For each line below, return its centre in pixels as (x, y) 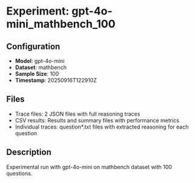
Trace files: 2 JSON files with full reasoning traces (78, 114)
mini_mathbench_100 (61, 24)
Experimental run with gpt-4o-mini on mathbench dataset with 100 (89, 167)
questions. (19, 173)
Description (29, 152)
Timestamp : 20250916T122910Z (56, 80)
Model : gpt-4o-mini (40, 61)
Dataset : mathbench (41, 67)
